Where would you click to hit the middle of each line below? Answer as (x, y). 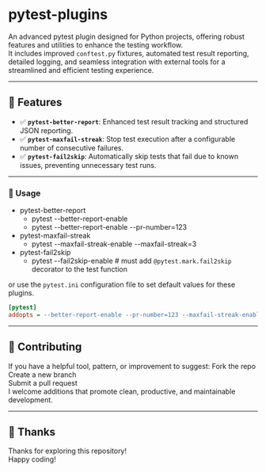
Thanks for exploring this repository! (68, 451)
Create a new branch (42, 375)
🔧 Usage (25, 193)
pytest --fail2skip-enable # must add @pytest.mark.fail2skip (131, 261)
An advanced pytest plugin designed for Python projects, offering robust (127, 36)
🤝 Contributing (45, 347)
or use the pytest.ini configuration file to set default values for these (122, 285)
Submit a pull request (43, 383)
